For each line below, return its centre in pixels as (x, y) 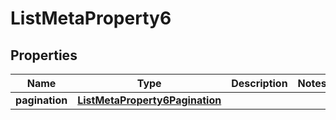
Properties (44, 55)
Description (259, 83)
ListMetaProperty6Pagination (149, 100)
